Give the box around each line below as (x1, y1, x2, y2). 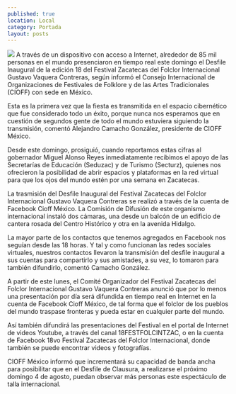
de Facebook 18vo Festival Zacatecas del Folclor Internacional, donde (7, 336, 211, 344)
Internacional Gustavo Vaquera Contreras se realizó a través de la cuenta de (7, 197, 230, 206)
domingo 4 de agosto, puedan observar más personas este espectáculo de (7, 373, 227, 381)
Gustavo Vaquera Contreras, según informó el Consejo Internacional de (7, 73, 216, 81)
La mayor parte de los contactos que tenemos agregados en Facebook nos (7, 233, 226, 242)
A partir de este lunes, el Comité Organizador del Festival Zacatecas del (7, 277, 216, 286)
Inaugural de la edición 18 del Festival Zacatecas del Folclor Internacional (7, 65, 220, 74)
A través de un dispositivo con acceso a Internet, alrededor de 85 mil (16, 50, 217, 59)
